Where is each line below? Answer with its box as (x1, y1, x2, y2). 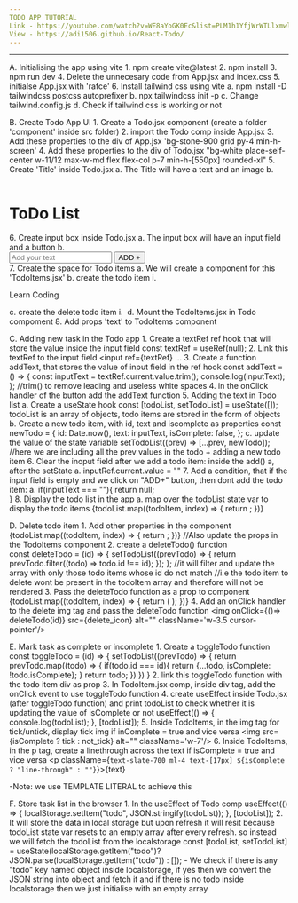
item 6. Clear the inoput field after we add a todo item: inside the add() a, (9, 456, 275, 467)
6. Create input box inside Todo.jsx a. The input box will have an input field (9, 233, 281, 243)
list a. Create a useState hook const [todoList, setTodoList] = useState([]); (9, 400, 278, 410)
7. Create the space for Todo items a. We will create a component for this (9, 263, 276, 273)
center (9, 154, 34, 165)
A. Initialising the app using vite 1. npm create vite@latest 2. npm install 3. (9, 62, 278, 73)
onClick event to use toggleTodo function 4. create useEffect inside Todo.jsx (9, 689, 288, 700)
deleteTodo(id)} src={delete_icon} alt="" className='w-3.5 (9, 614, 228, 626)
